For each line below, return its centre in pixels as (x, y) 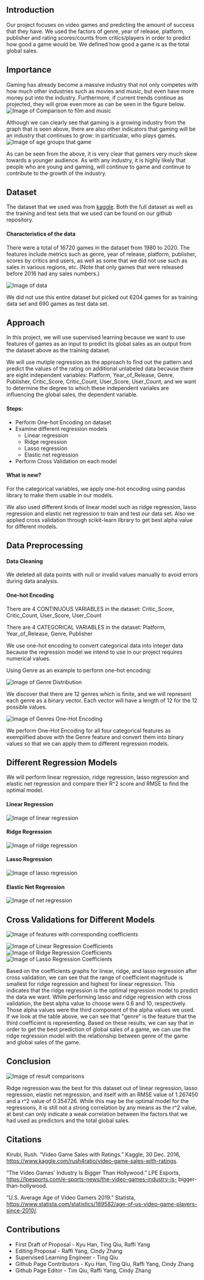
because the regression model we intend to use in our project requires (94, 652)
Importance (29, 70)
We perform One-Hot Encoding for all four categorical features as (89, 730)
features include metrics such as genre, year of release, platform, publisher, (101, 254)
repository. (20, 220)
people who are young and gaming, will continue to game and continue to (99, 167)
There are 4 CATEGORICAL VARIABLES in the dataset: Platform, (86, 627)
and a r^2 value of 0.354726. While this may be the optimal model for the (97, 1101)
